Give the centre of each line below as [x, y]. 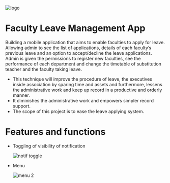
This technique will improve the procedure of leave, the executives [82, 79]
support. [22, 106]
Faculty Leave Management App [75, 28]
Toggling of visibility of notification [49, 146]
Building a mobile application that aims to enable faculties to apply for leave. [85, 42]
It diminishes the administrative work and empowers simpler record [83, 100]
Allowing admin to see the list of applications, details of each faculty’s [78, 48]
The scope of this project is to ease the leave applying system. [78, 111]
